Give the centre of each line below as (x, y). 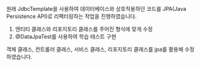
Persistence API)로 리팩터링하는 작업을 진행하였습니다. (72, 16)
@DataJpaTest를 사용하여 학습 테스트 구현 (65, 37)
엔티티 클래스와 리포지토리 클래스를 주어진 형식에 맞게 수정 (84, 29)
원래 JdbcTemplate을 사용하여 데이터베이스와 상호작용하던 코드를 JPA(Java (96, 9)
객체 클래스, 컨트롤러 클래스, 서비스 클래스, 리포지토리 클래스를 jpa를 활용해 (95, 49)
